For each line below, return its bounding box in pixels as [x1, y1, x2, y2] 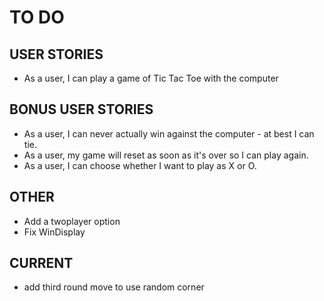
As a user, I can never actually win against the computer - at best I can [23, 127, 315, 140]
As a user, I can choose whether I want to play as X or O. [23, 159, 257, 171]
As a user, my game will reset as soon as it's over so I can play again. [23, 149, 309, 161]
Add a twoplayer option [23, 215, 121, 227]
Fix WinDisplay [23, 226, 86, 238]
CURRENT [9, 255, 74, 272]
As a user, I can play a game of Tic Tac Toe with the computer [23, 72, 279, 84]
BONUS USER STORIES [9, 101, 154, 118]
